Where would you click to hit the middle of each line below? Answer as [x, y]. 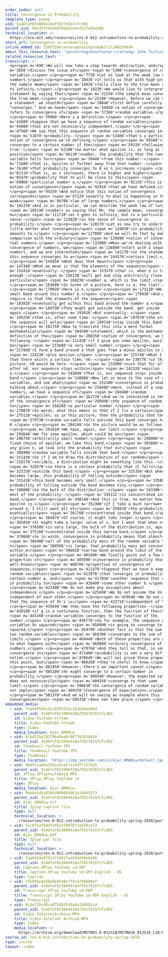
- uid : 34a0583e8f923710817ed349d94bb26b [53, 858]
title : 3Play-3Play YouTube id [47, 779]
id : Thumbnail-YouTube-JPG [42, 746]
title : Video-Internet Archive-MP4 [51, 919]
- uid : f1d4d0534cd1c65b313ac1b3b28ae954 [53, 709]
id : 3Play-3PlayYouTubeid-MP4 [46, 774]
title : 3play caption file [42, 807]
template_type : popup [28, 19]
